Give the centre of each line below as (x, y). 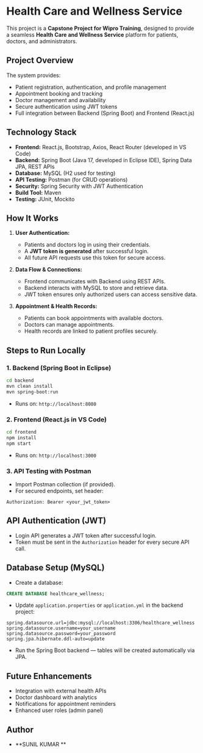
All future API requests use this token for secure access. (95, 258)
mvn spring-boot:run (33, 392)
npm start (19, 443)
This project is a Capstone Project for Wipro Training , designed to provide (100, 28)
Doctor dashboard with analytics (56, 697)
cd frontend (21, 432)
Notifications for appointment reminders (65, 704)
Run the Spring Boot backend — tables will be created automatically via (105, 650)
